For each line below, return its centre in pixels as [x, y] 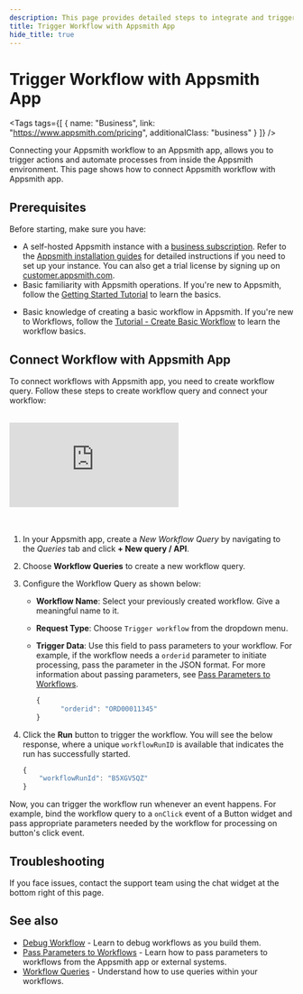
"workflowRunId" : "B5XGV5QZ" [94, 778]
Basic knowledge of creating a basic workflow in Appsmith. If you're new [158, 312]
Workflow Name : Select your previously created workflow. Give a [158, 601]
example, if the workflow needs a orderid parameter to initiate [151, 655]
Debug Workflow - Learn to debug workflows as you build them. [142, 943]
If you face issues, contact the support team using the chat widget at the [144, 883]
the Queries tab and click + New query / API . [106, 548]
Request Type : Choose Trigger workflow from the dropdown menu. [162, 628]
